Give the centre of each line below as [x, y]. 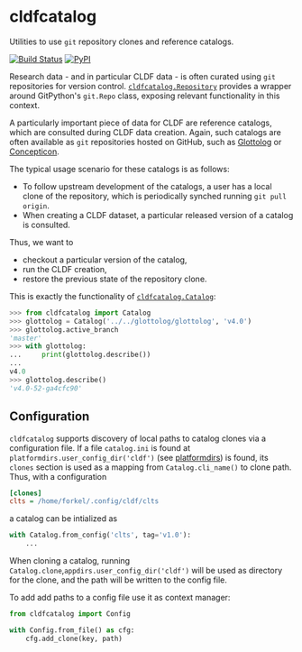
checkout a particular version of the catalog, [105, 260]
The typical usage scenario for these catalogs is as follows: [119, 169]
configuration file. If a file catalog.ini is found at [100, 447]
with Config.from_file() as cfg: [72, 630]
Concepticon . [35, 152]
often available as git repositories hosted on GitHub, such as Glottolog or [146, 142]
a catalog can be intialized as [64, 519]
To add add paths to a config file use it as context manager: [120, 597]
